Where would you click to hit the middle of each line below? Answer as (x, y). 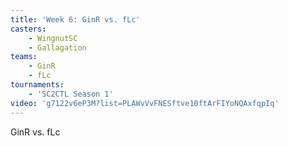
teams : (24, 57)
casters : (28, 29)
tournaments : (37, 85)
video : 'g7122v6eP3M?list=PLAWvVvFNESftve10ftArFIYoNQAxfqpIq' (145, 103)
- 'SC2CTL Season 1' (71, 94)
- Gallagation (57, 47)
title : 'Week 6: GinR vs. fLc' (75, 19)
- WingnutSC (53, 38)
